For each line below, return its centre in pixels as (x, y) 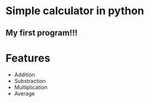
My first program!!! (42, 33)
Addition (24, 75)
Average (24, 94)
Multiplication (31, 87)
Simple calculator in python (75, 11)
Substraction (30, 81)
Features (28, 58)
